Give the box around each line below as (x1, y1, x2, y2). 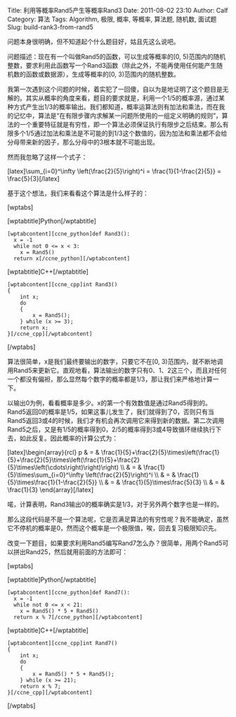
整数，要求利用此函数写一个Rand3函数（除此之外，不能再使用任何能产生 (7, 61, 217, 69)
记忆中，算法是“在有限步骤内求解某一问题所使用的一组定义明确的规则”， (13, 111, 223, 120)
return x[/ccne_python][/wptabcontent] (13, 255, 131, 262)
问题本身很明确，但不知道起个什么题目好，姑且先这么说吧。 (7, 37, 180, 46)
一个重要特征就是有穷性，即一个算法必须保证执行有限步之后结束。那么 (19, 121, 223, 128)
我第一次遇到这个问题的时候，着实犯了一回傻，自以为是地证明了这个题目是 (7, 85, 223, 93)
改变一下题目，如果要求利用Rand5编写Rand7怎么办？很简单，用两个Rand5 (7, 539, 223, 547)
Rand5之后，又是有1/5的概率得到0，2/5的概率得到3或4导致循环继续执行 (7, 425, 216, 434)
